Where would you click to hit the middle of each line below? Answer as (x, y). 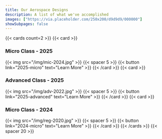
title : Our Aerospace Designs (37, 10)
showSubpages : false (27, 24)
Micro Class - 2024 (29, 109)
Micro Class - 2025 (29, 51)
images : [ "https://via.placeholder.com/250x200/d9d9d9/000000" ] (74, 19)
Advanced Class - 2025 (35, 80)
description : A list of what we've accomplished (57, 15)
